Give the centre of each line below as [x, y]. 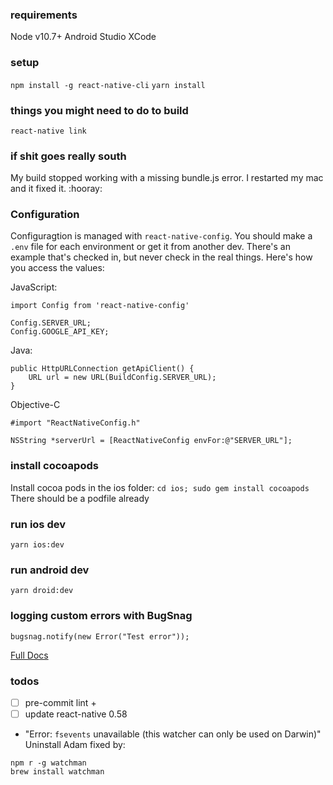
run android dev [50, 570]
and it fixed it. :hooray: [56, 189]
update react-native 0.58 [76, 714]
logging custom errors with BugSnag [101, 616]
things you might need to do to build [99, 110]
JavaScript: [34, 287]
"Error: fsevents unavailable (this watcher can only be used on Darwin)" [173, 734]
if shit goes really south [68, 156]
